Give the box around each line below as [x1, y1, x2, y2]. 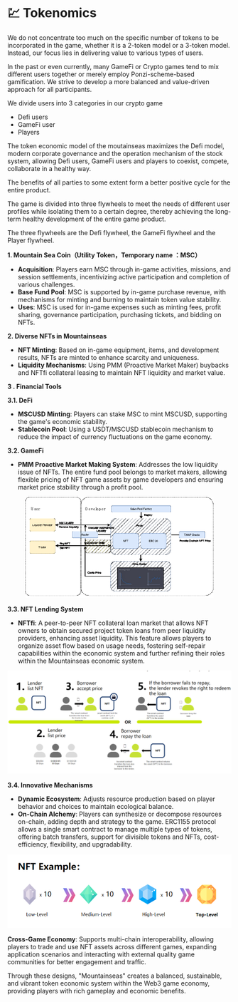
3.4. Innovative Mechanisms [7, 781, 94, 790]
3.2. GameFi [7, 446, 44, 455]
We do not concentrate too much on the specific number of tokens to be [7, 33, 219, 42]
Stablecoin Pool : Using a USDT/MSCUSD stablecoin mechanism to [17, 425, 215, 433]
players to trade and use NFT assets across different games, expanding [7, 942, 217, 951]
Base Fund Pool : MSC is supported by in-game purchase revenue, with [17, 287, 226, 296]
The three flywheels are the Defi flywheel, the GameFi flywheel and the [7, 228, 216, 237]
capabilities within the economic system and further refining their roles [17, 649, 225, 658]
